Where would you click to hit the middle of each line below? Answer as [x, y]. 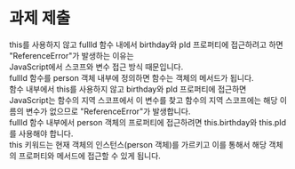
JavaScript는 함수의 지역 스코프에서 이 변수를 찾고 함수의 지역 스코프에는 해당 [144, 100]
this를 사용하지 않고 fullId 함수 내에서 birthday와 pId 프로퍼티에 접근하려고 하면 [146, 44]
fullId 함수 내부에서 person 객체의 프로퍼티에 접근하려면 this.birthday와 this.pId [148, 122]
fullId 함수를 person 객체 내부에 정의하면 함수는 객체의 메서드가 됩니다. [132, 77]
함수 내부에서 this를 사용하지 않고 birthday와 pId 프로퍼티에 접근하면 [128, 89]
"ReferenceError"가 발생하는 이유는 [72, 55]
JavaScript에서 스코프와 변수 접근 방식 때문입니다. [96, 67]
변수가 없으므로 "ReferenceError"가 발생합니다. [108, 111]
